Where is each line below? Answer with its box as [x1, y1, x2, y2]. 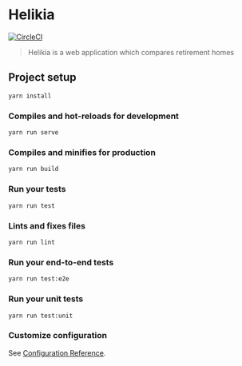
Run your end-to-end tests [8, 257, 114, 268]
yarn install [8, 92, 52, 100]
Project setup [8, 70, 77, 85]
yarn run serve [8, 129, 59, 137]
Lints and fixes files [8, 220, 86, 231]
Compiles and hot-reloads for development [8, 110, 180, 121]
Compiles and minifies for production [8, 146, 156, 157]
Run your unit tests [8, 293, 84, 304]
